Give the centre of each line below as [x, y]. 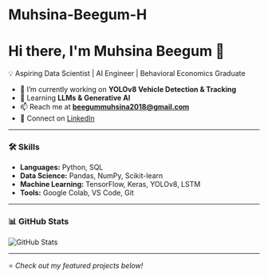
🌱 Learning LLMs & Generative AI [75, 98]
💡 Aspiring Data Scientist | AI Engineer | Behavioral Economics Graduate [127, 73]
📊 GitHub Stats [39, 221]
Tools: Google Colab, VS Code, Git [77, 193]
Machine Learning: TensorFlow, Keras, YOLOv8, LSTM [110, 185]
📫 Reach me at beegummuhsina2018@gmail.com [104, 107]
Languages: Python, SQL [61, 167]
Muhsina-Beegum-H [78, 15]
